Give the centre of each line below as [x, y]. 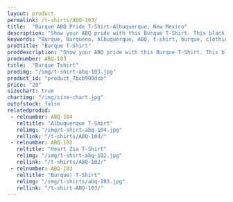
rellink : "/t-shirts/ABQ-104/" [62, 136]
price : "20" [24, 85]
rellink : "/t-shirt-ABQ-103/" [60, 188]
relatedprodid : [29, 110]
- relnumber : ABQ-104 [41, 117]
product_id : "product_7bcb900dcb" [57, 78]
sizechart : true [31, 91]
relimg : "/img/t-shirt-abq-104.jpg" [69, 130]
